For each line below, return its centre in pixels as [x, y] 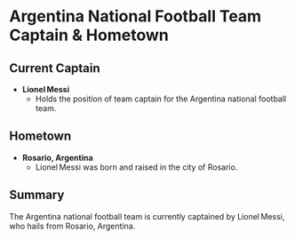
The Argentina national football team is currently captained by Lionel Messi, [147, 216]
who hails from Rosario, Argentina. [72, 226]
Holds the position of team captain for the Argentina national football [161, 99]
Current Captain [55, 68]
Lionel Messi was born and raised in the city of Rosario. [136, 167]
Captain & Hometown [89, 35]
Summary [37, 195]
